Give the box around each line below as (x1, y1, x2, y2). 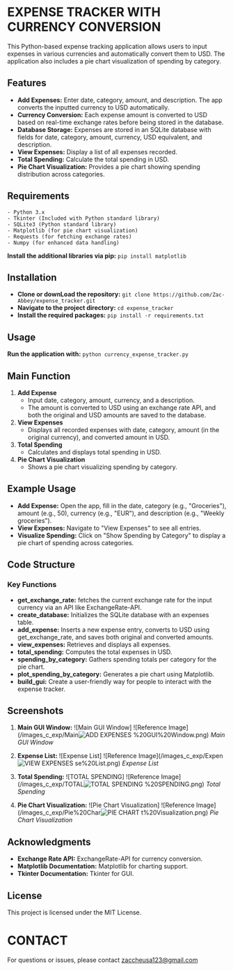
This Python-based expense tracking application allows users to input (7, 42, 207, 50)
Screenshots (7, 704, 64, 716)
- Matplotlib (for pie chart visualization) (7, 227, 138, 234)
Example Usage (7, 483, 77, 495)
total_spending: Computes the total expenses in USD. (17, 647, 172, 656)
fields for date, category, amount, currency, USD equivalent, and (17, 133, 202, 141)
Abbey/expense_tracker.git (17, 297, 96, 304)
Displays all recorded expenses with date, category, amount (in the (27, 426, 220, 433)
